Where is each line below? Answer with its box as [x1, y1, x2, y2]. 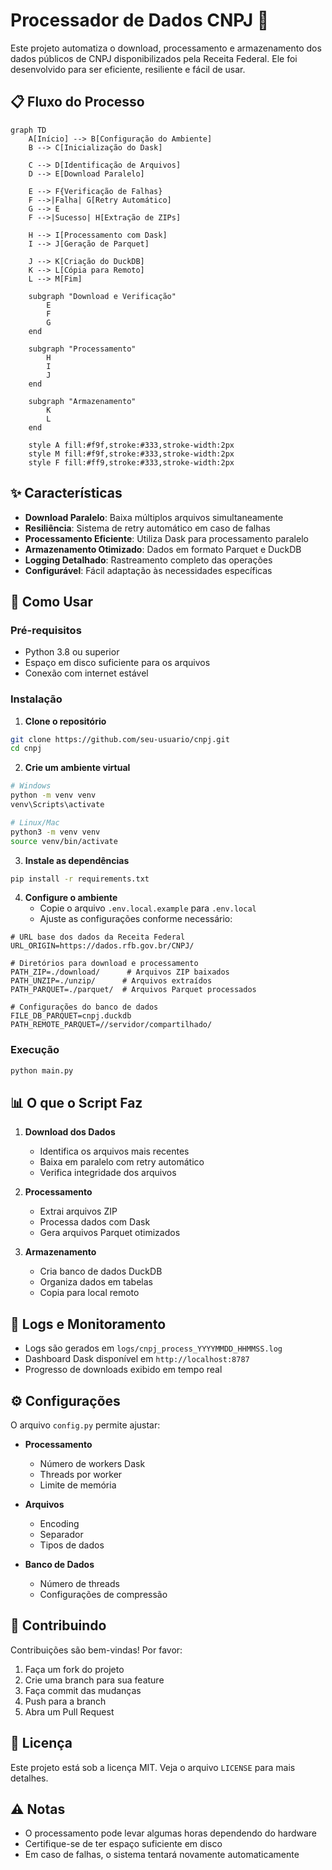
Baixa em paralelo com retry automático [39, 1156, 205, 1168]
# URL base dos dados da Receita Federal [10, 932, 186, 943]
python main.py [10, 1065, 74, 1076]
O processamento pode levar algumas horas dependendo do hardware [24, 1827, 318, 1839]
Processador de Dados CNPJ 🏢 [10, 9, 270, 32]
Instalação [10, 692, 63, 706]
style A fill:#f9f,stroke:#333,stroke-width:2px [28, 440, 235, 450]
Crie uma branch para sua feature [24, 1674, 165, 1686]
